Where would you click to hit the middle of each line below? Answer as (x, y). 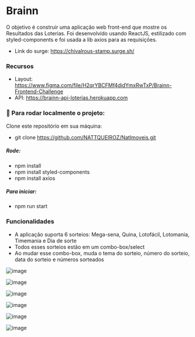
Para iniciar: (21, 192)
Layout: (24, 79)
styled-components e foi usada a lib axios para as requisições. (82, 39)
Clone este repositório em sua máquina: (54, 126)
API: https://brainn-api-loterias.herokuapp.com (71, 98)
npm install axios (35, 178)
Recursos (20, 66)
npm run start (31, 206)
